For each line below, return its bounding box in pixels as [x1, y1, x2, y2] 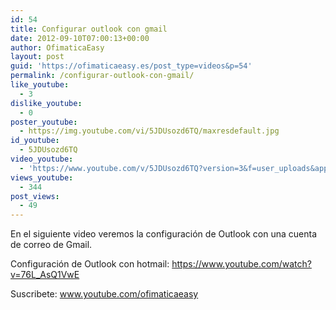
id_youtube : [10, 136, 60, 146]
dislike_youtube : [10, 98, 83, 108]
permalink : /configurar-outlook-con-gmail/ [10, 71, 195, 81]
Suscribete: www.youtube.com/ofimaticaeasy [10, 288, 199, 300]
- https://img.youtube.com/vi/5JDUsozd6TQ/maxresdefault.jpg [19, 126, 280, 136]
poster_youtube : [10, 117, 78, 127]
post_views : [10, 191, 60, 201]
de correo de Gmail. [10, 239, 93, 251]
